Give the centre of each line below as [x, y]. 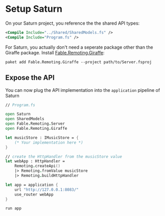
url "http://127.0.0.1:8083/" [47, 190]
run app [14, 208]
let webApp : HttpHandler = [35, 161]
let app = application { [32, 185]
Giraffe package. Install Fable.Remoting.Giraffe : [55, 52]
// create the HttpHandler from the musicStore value [64, 156]
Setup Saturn [34, 9]
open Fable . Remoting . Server [35, 124]
